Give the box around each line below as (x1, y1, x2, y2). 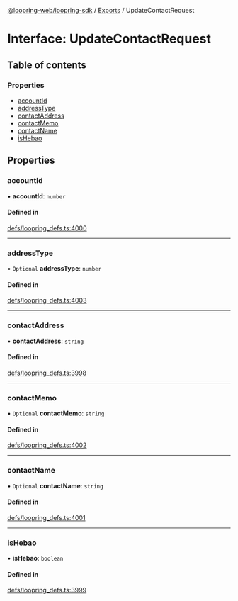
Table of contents (7, 59, 86, 71)
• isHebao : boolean (7, 554, 64, 563)
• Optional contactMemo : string (7, 409, 105, 417)
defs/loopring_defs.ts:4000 (7, 223, 87, 232)
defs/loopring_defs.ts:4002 (7, 441, 87, 449)
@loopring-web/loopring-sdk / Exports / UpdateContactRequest (7, 6, 195, 14)
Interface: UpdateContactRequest (7, 31, 211, 47)
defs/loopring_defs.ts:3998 (7, 369, 87, 377)
